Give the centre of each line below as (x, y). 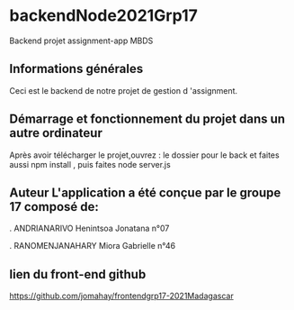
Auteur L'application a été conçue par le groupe (145, 192)
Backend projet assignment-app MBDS (81, 41)
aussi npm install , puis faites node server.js (90, 164)
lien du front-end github (78, 274)
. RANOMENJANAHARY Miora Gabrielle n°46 (93, 246)
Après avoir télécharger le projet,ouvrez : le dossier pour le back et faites (145, 155)
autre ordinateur (56, 133)
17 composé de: (54, 207)
